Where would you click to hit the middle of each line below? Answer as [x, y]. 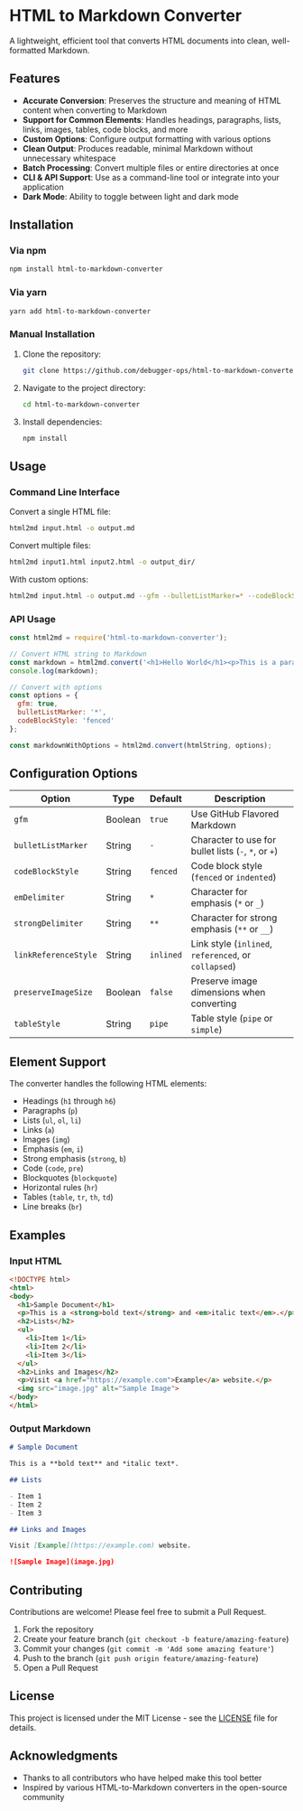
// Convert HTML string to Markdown [78, 654]
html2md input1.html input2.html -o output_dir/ [102, 562]
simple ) [207, 1030]
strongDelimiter [49, 924]
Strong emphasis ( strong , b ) [74, 1159]
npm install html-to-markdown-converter [87, 269]
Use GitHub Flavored [235, 814]
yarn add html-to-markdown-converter [80, 311]
